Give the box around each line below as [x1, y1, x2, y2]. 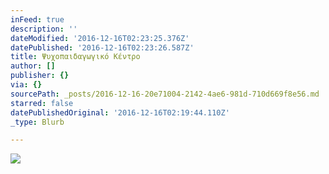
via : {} [10, 80, 43, 90]
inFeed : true [10, 14, 65, 25]
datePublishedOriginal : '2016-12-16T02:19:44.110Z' [10, 107, 230, 118]
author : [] [10, 61, 56, 71]
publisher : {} [10, 71, 70, 81]
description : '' [10, 24, 78, 34]
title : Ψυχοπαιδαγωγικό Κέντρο [10, 52, 141, 62]
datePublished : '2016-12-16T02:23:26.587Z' [10, 42, 195, 53]
